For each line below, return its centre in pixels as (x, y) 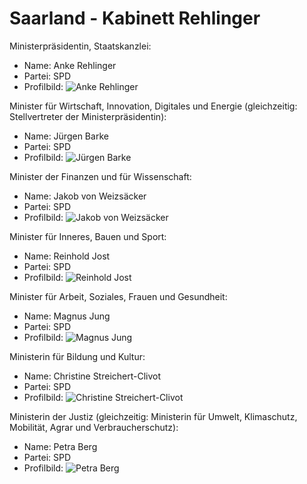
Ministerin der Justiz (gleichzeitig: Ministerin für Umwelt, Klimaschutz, (153, 416)
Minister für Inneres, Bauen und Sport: (88, 236)
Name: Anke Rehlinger (70, 65)
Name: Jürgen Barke (66, 136)
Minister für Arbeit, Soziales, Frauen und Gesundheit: (118, 296)
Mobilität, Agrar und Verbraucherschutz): (94, 427)
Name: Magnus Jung (67, 316)
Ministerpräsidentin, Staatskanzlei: (80, 46)
